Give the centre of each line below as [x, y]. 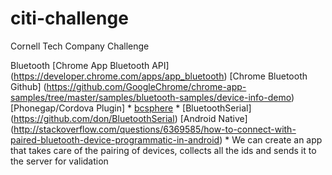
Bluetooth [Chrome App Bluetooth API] [90, 65]
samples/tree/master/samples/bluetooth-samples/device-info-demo [151, 97]
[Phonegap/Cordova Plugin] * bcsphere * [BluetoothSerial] [131, 108]
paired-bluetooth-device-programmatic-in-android [115, 139]
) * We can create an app [271, 139]
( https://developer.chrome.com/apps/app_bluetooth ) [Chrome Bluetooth [159, 76]
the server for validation [59, 161]
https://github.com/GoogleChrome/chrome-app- [146, 86]
